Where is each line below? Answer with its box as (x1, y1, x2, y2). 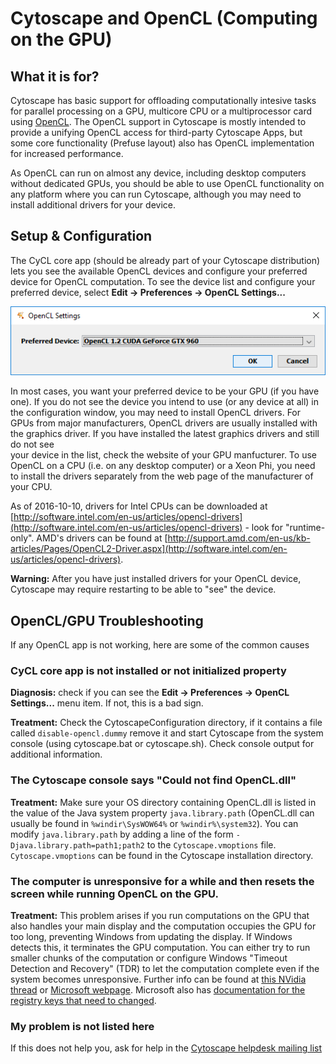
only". (10, 532, 35, 544)
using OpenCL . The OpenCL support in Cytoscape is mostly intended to (10, 116, 307, 127)
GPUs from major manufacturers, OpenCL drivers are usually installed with (10, 417, 318, 429)
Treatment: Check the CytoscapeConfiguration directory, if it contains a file (10, 717, 323, 729)
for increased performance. (10, 148, 124, 159)
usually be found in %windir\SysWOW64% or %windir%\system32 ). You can (10, 817, 299, 829)
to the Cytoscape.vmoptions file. (146, 838, 277, 851)
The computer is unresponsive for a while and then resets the (10, 874, 315, 888)
